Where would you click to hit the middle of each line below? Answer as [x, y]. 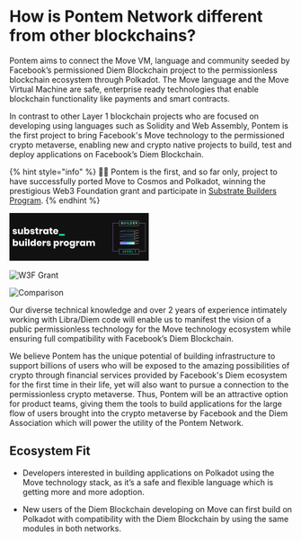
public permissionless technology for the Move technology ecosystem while [150, 329]
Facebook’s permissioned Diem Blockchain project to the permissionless [144, 70]
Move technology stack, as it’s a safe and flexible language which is [148, 482]
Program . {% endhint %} [55, 200]
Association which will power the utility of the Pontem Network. [127, 422]
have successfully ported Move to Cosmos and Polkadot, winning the [138, 181]
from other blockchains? [102, 35]
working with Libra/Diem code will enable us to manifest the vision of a [140, 319]
